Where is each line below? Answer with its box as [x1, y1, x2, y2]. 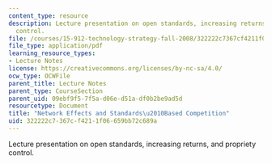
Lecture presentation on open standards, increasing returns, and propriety [8, 139, 257, 149]
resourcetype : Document [8, 102, 89, 110]
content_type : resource [8, 11, 89, 20]
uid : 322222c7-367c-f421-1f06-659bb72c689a [8, 117, 158, 125]
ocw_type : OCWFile [8, 72, 70, 80]
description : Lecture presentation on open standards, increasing [8, 19, 237, 27]
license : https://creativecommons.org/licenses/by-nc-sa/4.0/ [8, 65, 223, 73]
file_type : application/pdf [8, 42, 104, 50]
